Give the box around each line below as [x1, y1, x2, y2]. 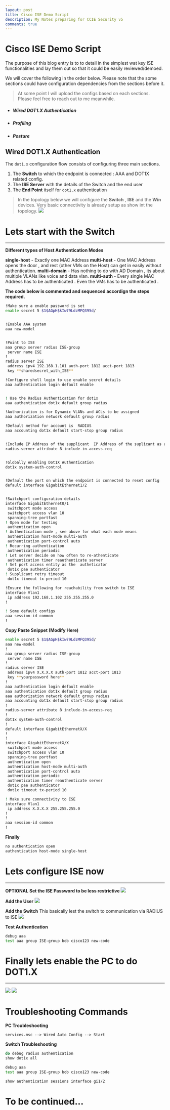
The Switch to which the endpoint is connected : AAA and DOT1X [12, 170, 149, 177]
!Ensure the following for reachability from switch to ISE [5, 585, 135, 590]
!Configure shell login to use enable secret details [5, 377, 121, 382]
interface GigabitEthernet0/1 [5, 501, 69, 506]
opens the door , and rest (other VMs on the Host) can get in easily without [5, 263, 161, 269]
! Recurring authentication [5, 543, 65, 548]
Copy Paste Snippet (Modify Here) [5, 627, 79, 633]
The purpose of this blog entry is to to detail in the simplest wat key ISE [5, 60, 154, 66]
